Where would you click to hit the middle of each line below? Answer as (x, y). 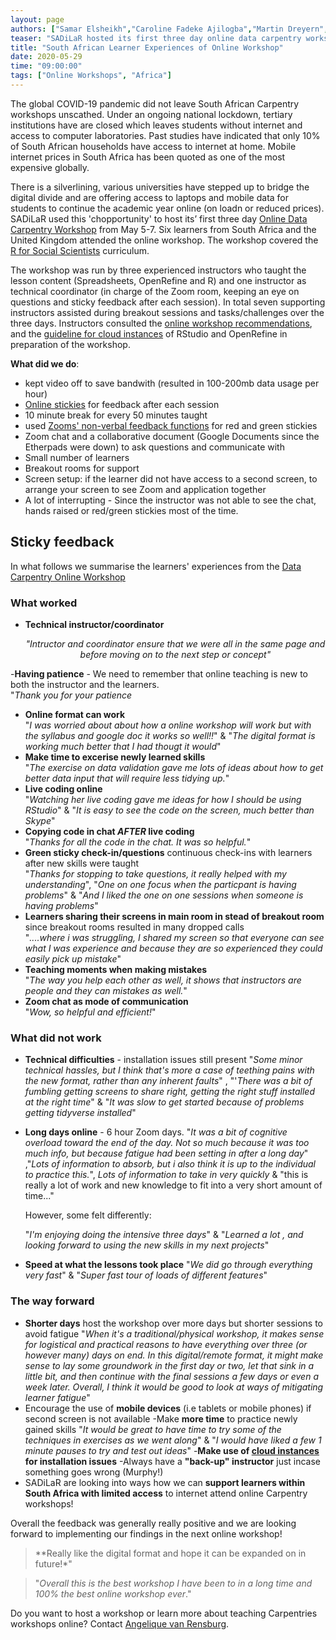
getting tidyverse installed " (80, 1113)
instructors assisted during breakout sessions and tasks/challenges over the (167, 312)
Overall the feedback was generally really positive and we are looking (153, 1523)
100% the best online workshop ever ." (113, 1593)
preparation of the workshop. (70, 344)
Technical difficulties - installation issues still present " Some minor (163, 1060)
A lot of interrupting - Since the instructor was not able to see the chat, (170, 500)
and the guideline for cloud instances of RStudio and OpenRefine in (149, 333)
